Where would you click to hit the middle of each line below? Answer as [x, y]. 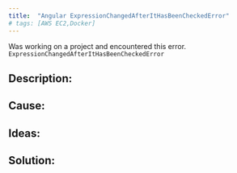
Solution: [32, 161]
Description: [40, 78]
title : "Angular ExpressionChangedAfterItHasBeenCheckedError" [119, 16]
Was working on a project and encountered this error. [97, 46]
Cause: [27, 106]
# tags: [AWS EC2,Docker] [52, 23]
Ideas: [24, 133]
